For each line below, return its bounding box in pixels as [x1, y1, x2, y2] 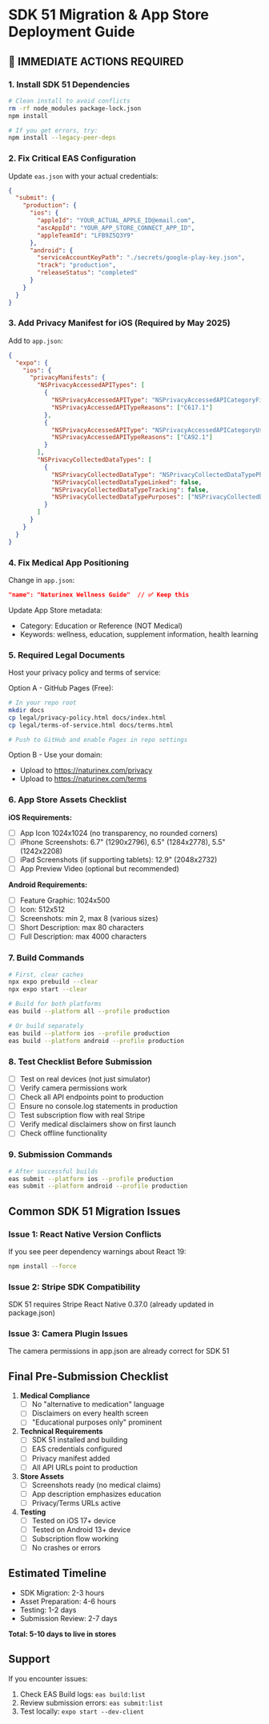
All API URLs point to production [31, 1462, 139, 1472]
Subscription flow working [31, 1534, 118, 1543]
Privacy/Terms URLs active [31, 1498, 122, 1507]
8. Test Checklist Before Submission [8, 1056, 152, 1067]
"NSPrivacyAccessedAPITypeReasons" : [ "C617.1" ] [50, 403, 214, 411]
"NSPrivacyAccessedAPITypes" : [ [37, 381, 146, 389]
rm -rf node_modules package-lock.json [8, 104, 142, 112]
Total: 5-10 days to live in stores [8, 1628, 117, 1639]
